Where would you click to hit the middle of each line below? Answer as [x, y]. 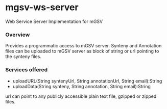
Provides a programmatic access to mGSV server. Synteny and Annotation [83, 46]
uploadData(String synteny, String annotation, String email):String [81, 86]
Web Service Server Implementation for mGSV [54, 21]
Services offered [27, 70]
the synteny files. [23, 57]
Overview [18, 35]
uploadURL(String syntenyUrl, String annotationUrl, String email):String [87, 81]
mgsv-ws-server [42, 7]
